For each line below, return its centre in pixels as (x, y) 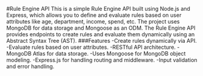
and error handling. (30, 66)
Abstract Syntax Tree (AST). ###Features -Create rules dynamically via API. (101, 41)
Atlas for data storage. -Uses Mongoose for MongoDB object (109, 53)
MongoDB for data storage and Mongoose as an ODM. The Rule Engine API (101, 28)
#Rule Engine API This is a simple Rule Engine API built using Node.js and (98, 9)
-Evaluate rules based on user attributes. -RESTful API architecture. (91, 47)
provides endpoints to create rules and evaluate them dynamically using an (101, 34)
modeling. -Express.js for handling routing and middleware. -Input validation (102, 60)
